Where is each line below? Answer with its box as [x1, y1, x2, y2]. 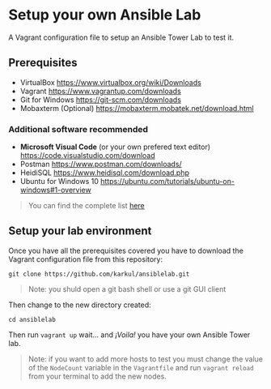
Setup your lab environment [8, 224, 152, 238]
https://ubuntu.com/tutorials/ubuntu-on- [100, 177, 235, 186]
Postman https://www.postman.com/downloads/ [19, 160, 182, 169]
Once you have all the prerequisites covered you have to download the [8, 246, 244, 255]
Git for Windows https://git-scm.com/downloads [19, 95, 182, 105]
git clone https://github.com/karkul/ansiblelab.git [8, 270, 190, 278]
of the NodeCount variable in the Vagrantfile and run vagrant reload [28, 362, 254, 372]
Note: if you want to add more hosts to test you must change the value [28, 354, 263, 364]
